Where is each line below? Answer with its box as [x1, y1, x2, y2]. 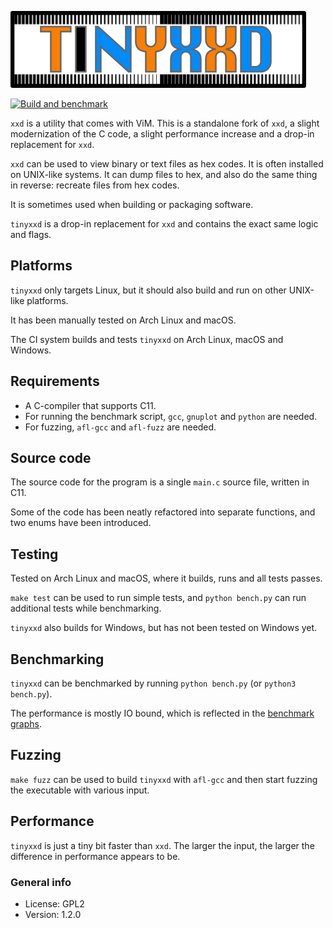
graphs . [10, 718, 43, 730]
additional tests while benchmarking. [10, 602, 162, 615]
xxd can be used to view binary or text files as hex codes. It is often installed [10, 158, 324, 170]
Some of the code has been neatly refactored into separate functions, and [10, 506, 316, 518]
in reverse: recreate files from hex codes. [10, 179, 180, 191]
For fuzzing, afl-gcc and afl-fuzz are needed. [24, 421, 217, 433]
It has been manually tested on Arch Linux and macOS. [10, 314, 237, 326]
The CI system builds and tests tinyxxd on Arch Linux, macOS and [10, 333, 284, 345]
